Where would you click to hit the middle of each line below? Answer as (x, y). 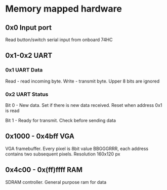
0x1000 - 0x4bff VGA (40, 137)
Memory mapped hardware (64, 9)
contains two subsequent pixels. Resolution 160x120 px (63, 154)
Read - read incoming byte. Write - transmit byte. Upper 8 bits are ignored (82, 81)
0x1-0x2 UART (29, 55)
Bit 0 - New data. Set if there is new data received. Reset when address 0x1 (84, 105)
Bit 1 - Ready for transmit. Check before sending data (61, 120)
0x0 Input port (29, 28)
